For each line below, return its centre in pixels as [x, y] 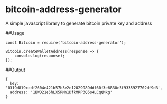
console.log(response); [40, 56]
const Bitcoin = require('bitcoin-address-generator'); [66, 42]
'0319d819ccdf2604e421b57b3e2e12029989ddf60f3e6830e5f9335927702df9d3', [84, 88]
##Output [15, 70]
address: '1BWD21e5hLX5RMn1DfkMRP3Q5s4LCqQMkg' [61, 92]
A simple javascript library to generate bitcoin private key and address [79, 23]
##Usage [15, 33]
